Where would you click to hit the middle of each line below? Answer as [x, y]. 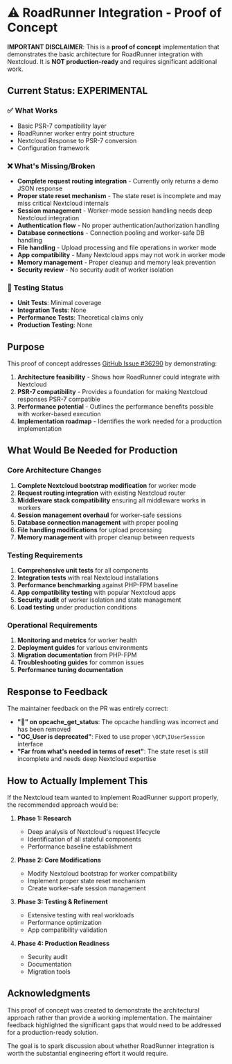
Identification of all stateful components [84, 839]
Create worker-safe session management [87, 888]
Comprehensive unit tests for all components [83, 571]
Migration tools [49, 972]
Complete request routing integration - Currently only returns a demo [118, 181]
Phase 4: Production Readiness [63, 943]
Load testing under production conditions [77, 607]
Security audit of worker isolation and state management [99, 600]
